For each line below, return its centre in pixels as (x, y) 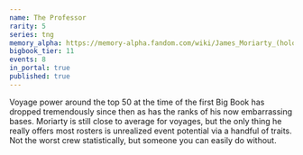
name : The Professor (48, 18)
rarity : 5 (28, 26)
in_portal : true (40, 68)
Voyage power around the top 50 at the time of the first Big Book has (137, 102)
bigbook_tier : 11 (42, 51)
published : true (40, 77)
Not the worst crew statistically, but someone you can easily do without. (143, 140)
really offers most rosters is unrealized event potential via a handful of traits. (151, 131)
